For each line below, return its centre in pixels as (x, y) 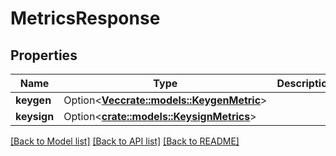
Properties (44, 55)
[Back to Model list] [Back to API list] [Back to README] (125, 141)
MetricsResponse (85, 18)
